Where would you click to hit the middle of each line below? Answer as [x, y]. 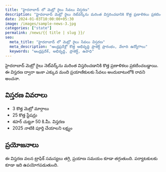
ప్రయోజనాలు [22, 145]
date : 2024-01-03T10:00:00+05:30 [40, 19]
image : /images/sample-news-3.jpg [41, 24]
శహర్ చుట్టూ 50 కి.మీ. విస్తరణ [39, 121]
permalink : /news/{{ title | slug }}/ [45, 33]
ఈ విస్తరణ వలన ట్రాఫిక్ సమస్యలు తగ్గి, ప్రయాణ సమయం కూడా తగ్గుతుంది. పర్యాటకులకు [82, 159]
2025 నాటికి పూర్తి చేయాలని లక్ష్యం [42, 128]
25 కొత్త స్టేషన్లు [25, 115]
